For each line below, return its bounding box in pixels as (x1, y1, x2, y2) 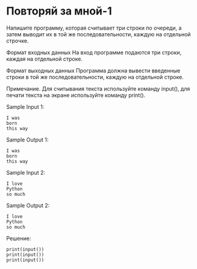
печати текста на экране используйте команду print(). (6, 91, 146, 99)
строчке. (6, 37, 29, 44)
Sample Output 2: (6, 201, 50, 209)
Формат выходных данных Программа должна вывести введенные (6, 66, 181, 74)
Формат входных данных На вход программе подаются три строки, (6, 48, 182, 56)
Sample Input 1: (6, 103, 45, 110)
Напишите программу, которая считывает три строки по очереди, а (6, 24, 182, 31)
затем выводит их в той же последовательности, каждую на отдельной (6, 30, 191, 37)
